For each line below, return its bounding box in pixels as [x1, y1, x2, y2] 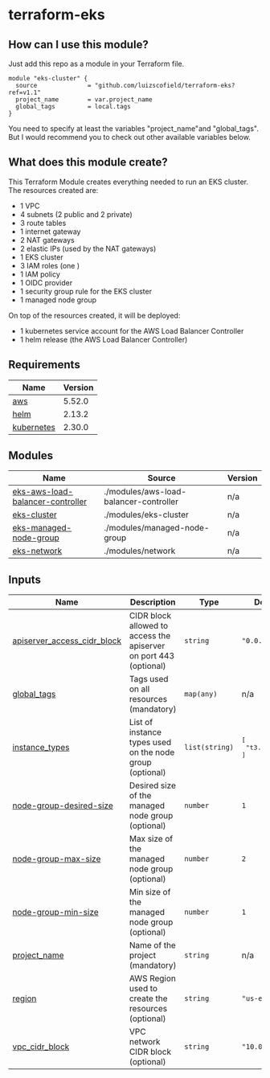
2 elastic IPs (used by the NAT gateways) [19, 244, 157, 253]
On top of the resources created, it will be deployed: [8, 310, 181, 320]
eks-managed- [12, 523, 72, 534]
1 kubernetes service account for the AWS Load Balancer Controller [19, 326, 244, 335]
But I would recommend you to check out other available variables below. [8, 133, 251, 141]
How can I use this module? [8, 38, 149, 51]
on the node [129, 747, 175, 758]
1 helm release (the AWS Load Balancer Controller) [19, 334, 188, 344]
